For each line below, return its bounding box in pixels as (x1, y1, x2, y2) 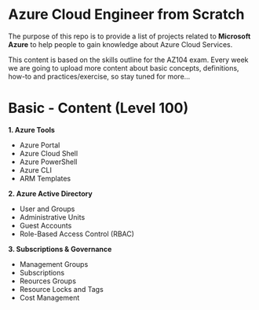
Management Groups (19, 259, 89, 268)
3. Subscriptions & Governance (8, 244, 112, 253)
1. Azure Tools (8, 125, 55, 134)
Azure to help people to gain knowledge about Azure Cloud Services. (8, 39, 233, 49)
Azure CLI (19, 165, 53, 174)
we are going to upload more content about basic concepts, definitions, (8, 63, 239, 72)
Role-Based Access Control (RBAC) (19, 229, 135, 239)
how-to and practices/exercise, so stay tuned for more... (8, 71, 191, 81)
